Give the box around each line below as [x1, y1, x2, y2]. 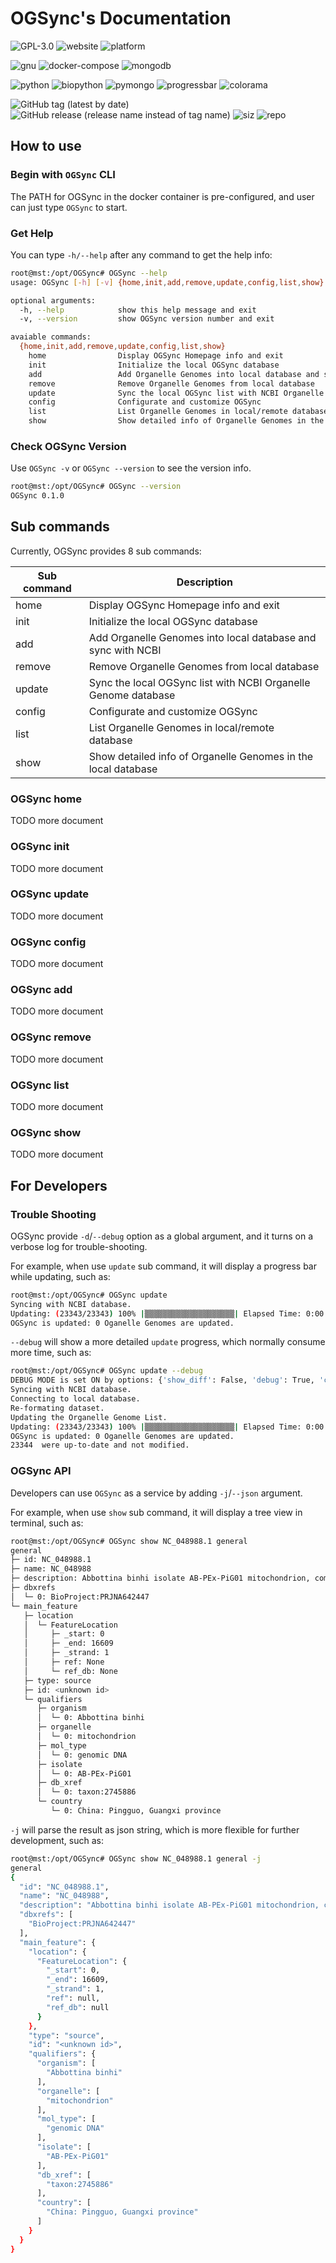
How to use [10, 138, 82, 155]
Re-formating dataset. [10, 1403, 105, 1413]
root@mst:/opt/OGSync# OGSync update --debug [10, 1366, 203, 1376]
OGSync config [10, 935, 87, 949]
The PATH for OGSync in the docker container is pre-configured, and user [10, 190, 315, 202]
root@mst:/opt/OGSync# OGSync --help [10, 268, 168, 278]
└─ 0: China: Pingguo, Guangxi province [50, 1806, 222, 1816]
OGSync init [10, 840, 70, 854]
